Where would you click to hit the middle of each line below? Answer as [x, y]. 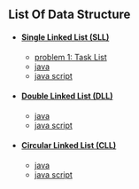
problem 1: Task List [70, 57]
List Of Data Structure [69, 15]
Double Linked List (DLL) [67, 96]
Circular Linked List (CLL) [69, 146]
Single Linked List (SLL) [65, 37]
